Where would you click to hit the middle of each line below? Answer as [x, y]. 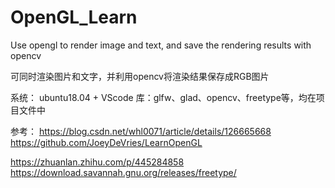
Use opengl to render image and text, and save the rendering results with [161, 45]
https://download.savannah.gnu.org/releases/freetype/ [123, 172]
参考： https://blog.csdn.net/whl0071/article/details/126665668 [141, 131]
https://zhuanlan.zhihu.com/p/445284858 [97, 162]
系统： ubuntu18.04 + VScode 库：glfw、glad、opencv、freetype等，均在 [163, 97]
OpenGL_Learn [74, 17]
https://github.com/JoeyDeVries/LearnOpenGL [106, 142]
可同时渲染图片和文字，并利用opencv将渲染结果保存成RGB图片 [140, 76]
